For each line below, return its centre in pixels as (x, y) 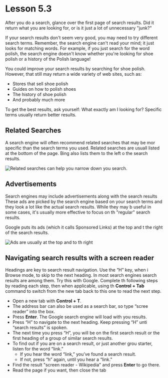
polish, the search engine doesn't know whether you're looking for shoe (79, 54)
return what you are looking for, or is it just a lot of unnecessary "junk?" (78, 28)
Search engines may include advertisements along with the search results (81, 196)
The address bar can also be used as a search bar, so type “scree (80, 306)
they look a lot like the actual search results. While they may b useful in (78, 207)
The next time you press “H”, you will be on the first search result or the (86, 333)
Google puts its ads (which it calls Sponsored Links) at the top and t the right (84, 227)
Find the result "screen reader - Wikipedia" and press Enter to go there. (86, 365)
